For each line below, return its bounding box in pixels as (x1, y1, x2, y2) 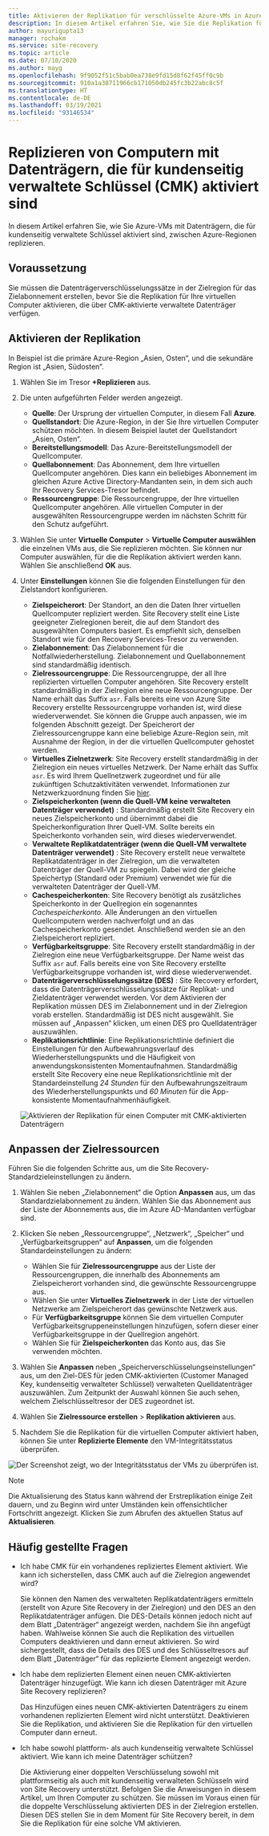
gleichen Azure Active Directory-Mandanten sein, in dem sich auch (31, 476, 254, 486)
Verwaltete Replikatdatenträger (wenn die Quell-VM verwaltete (31, 838, 247, 848)
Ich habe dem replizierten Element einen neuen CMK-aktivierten (19, 1670, 231, 1679)
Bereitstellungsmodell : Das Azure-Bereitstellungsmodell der (31, 443, 233, 452)
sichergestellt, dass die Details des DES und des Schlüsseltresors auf (19, 1646, 249, 1655)
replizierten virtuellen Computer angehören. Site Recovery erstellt (31, 676, 249, 687)
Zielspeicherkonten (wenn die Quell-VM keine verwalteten (31, 796, 231, 806)
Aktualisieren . (8, 1517, 56, 1527)
